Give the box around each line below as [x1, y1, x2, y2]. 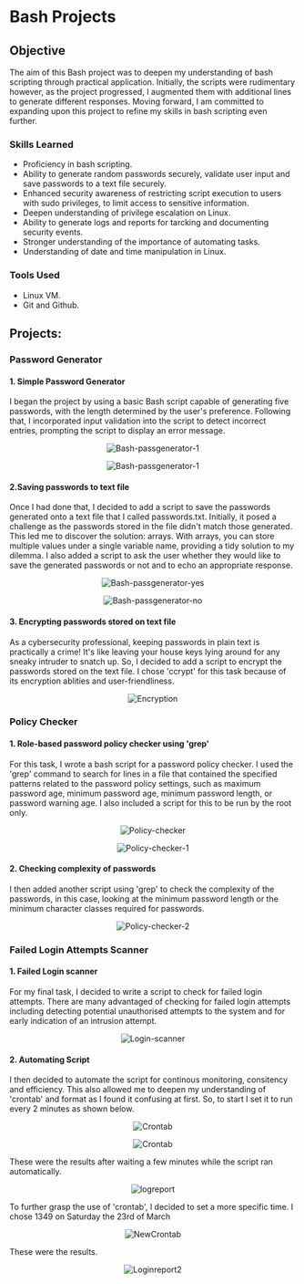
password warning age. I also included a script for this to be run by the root [9, 797, 292, 809]
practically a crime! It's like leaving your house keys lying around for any [9, 646, 280, 657]
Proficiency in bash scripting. [22, 159, 133, 170]
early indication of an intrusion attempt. [9, 1015, 157, 1026]
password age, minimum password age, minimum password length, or [9, 788, 273, 799]
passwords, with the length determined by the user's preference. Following [9, 406, 291, 417]
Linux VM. [22, 289, 61, 300]
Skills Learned [9, 138, 75, 151]
